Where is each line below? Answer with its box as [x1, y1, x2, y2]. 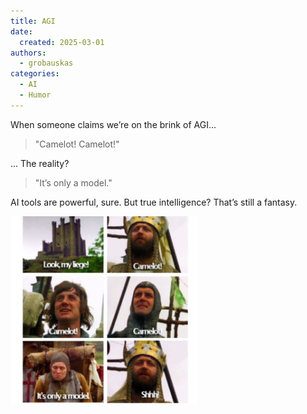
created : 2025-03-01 [19, 37, 105, 47]
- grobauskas [19, 58, 74, 69]
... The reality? [10, 157, 70, 169]
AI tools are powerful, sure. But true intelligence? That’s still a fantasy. [10, 196, 298, 208]
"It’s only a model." [34, 176, 113, 189]
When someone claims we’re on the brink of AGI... [10, 118, 217, 130]
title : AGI [10, 16, 56, 26]
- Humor [19, 90, 52, 100]
